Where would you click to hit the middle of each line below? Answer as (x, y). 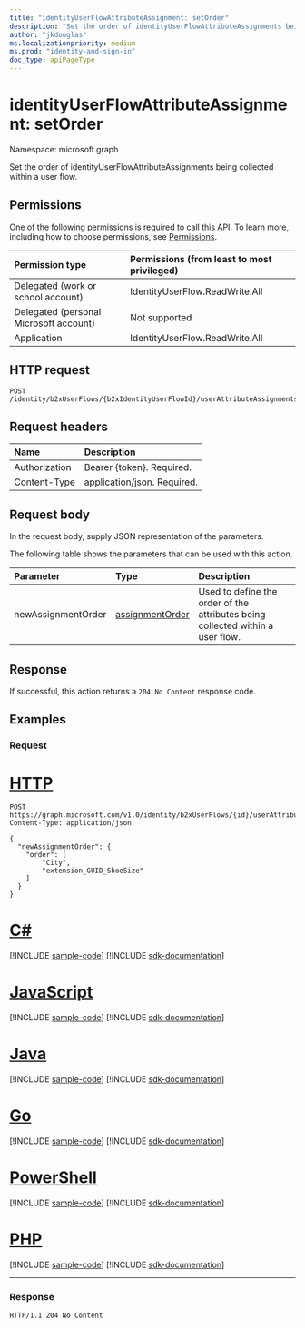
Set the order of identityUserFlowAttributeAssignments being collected (142, 167)
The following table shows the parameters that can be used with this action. (151, 554)
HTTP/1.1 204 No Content (56, 1316)
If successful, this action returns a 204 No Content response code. (133, 691)
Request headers (59, 426)
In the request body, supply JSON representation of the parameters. (137, 536)
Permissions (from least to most (201, 259)
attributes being (232, 615)
